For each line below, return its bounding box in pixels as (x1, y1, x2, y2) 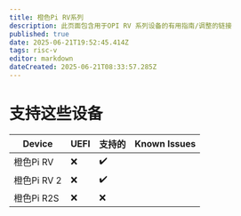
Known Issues (134, 137, 197, 149)
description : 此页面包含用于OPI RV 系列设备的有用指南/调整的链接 (9, 21, 233, 30)
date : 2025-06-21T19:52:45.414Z (9, 37, 129, 47)
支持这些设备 (9, 104, 104, 124)
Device (22, 137, 53, 149)
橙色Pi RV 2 (13, 174, 62, 187)
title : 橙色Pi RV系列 (9, 12, 84, 22)
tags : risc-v (9, 46, 58, 55)
